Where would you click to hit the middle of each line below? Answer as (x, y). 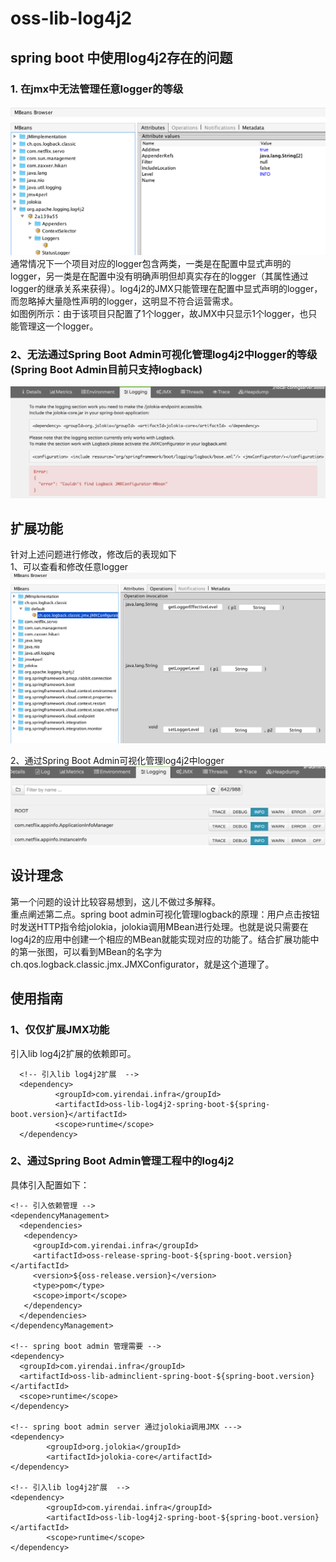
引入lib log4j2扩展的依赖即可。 (73, 1053)
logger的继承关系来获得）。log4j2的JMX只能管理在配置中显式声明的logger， (166, 288)
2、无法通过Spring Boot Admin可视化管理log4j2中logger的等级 (164, 354)
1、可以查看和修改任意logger (69, 567)
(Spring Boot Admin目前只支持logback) (106, 369)
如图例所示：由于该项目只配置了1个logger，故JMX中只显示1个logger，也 (159, 313)
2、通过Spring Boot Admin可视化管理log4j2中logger (117, 760)
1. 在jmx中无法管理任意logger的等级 (97, 89)
